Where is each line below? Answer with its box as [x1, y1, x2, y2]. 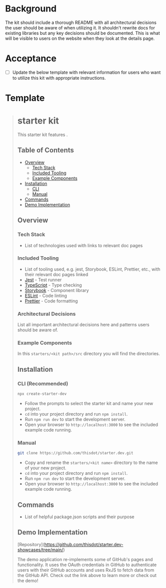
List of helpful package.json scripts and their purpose [24, 514, 135, 520]
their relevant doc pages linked [24, 271, 88, 277]
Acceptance [5, 53, 57, 64]
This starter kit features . [17, 132, 68, 138]
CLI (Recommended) [17, 380, 69, 387]
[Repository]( [17, 541, 45, 547]
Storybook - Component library [24, 287, 89, 293]
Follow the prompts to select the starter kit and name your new [24, 401, 153, 407]
